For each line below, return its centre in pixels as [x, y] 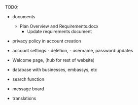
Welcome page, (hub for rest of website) [53, 60]
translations [24, 98]
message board [28, 89]
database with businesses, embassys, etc [55, 70]
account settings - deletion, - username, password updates [72, 51]
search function [28, 79]
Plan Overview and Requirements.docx [59, 26]
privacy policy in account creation [47, 41]
